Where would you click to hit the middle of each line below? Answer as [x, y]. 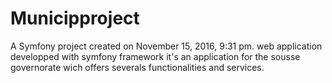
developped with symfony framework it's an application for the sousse [155, 56]
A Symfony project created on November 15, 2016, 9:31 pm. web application [166, 46]
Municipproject [75, 18]
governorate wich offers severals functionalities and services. [137, 67]
